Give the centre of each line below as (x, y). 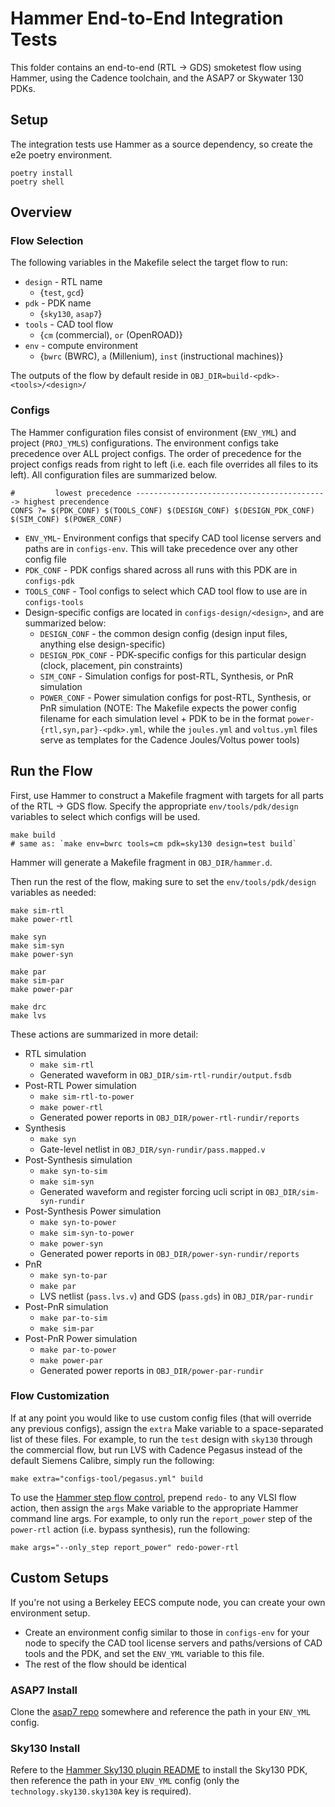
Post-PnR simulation (66, 1306)
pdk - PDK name (58, 303)
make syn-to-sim (73, 1171)
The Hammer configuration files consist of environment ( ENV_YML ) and (153, 432)
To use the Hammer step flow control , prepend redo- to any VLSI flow (153, 1497)
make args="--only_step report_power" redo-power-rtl (125, 1547)
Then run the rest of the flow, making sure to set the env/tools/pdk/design (163, 881)
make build (33, 835)
